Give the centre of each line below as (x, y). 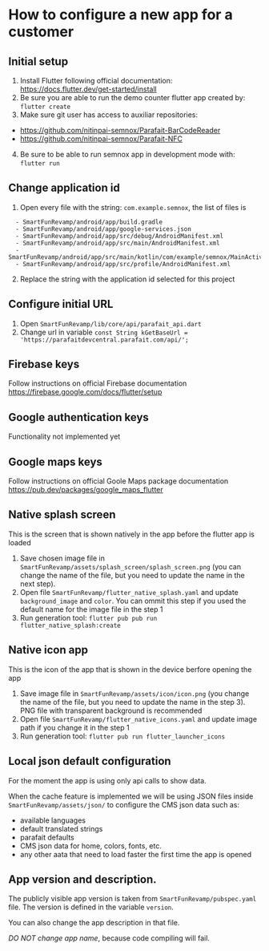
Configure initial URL (61, 304)
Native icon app (48, 650)
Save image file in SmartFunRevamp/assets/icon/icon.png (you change (134, 693)
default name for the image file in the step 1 (91, 609)
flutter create (45, 107)
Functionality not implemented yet (64, 437)
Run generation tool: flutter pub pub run (88, 617)
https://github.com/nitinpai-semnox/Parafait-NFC (101, 139)
